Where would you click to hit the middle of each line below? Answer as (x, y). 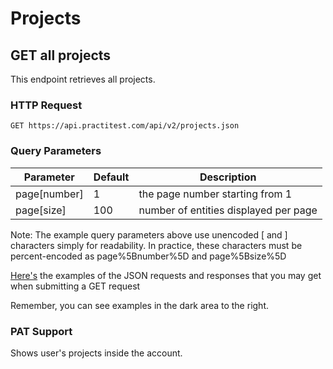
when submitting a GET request (75, 286)
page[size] (41, 210)
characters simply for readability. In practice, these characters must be (156, 245)
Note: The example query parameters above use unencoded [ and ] (149, 234)
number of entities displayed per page (228, 210)
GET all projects (61, 55)
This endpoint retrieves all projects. (83, 79)
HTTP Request (46, 105)
